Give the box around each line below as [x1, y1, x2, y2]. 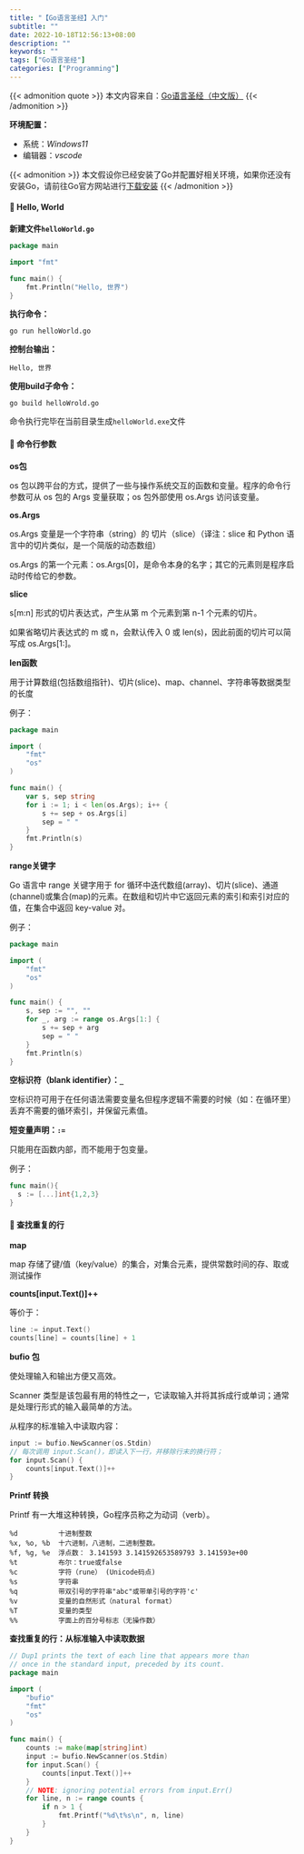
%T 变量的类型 [9, 1607, 93, 1616]
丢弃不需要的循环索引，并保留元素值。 [9, 1106, 152, 1117]
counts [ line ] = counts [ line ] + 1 [9, 1334, 136, 1343]
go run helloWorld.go [9, 326, 92, 336]
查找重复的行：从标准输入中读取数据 [9, 1633, 145, 1644]
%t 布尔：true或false [9, 1558, 123, 1568]
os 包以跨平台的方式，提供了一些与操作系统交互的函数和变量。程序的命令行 [9, 479, 291, 491]
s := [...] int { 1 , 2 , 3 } [17, 1190, 100, 1199]
